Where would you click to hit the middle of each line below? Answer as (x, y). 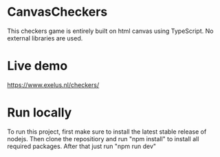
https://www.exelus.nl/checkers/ (53, 85)
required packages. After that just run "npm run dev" (82, 146)
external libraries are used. (45, 38)
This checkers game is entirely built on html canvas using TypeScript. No (110, 31)
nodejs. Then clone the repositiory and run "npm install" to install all (103, 138)
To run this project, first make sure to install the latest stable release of (107, 132)
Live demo (37, 66)
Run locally (40, 113)
